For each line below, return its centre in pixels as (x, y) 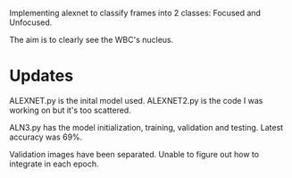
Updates (42, 76)
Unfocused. (31, 22)
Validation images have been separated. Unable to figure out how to (134, 154)
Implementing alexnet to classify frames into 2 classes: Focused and (135, 13)
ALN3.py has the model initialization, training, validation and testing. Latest (146, 127)
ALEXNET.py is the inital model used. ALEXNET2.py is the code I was (136, 100)
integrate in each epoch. (54, 164)
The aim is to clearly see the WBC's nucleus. (92, 40)
